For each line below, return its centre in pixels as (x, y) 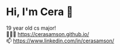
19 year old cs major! (31, 28)
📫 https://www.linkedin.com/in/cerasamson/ (60, 41)
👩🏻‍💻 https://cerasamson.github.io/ (48, 34)
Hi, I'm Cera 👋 (40, 12)
